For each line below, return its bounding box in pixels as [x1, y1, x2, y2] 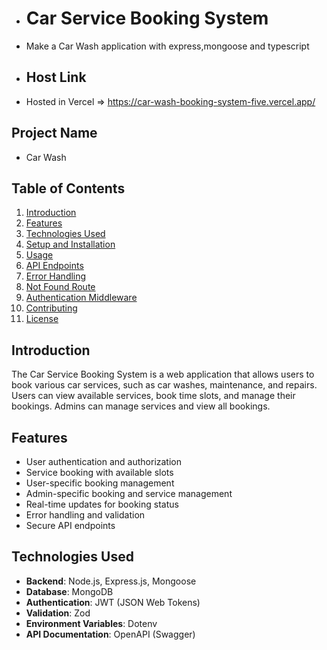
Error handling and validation [25, 509, 146, 521]
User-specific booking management [25, 477, 175, 489]
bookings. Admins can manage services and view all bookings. [11, 400, 271, 412]
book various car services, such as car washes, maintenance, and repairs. [11, 379, 318, 391]
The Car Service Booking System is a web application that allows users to [11, 368, 315, 381]
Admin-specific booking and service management [25, 488, 233, 499]
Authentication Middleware [25, 292, 138, 304]
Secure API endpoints [25, 520, 116, 531]
